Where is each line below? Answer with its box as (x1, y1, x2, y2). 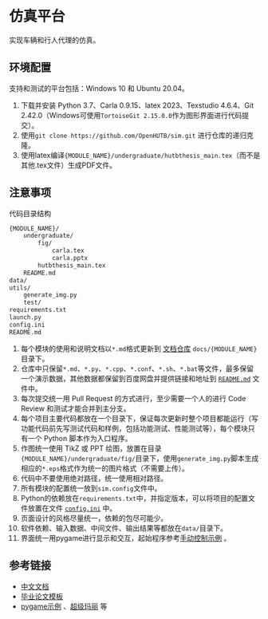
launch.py (9, 313, 42, 321)
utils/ (9, 284, 31, 292)
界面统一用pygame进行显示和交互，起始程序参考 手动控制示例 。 (20, 533, 231, 542)
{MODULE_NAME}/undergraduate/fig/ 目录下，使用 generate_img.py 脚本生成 (20, 453, 259, 463)
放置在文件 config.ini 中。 (27, 503, 117, 513)
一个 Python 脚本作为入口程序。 (27, 433, 132, 443)
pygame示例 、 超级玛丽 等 (20, 601, 108, 611)
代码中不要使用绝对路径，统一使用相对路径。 (20, 473, 168, 483)
